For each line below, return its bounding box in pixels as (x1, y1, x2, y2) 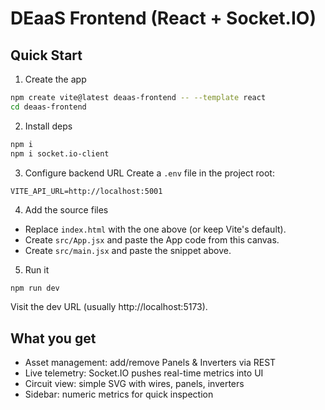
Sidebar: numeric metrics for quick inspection (24, 388, 214, 401)
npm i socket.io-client (10, 148, 110, 159)
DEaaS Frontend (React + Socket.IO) (10, 7, 317, 30)
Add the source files (24, 203, 109, 216)
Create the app (24, 73, 87, 85)
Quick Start (10, 47, 83, 64)
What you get (10, 330, 97, 347)
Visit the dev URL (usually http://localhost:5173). (10, 301, 208, 313)
